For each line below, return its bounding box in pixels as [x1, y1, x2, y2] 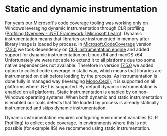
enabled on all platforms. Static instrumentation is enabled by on [5, 89, 138, 95]
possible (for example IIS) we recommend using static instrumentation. [5, 125, 151, 131]
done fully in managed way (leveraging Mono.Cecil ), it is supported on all [5, 78, 156, 84]
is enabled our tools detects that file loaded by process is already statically [5, 99, 159, 105]
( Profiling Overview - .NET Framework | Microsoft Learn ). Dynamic [5, 30, 142, 36]
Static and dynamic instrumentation [5, 3, 158, 15]
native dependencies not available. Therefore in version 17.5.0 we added [5, 62, 154, 68]
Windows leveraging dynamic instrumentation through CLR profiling [5, 25, 145, 31]
